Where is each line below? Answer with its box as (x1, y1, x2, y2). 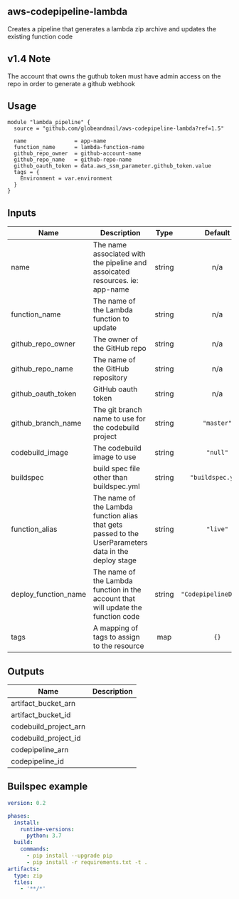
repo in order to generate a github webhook (7, 79, 135, 88)
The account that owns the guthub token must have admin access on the (7, 71, 221, 81)
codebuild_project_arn (11, 721, 86, 731)
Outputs (7, 665, 45, 677)
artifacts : (7, 865, 40, 873)
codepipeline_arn (11, 745, 69, 755)
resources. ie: (92, 276, 139, 286)
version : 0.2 (7, 799, 46, 806)
